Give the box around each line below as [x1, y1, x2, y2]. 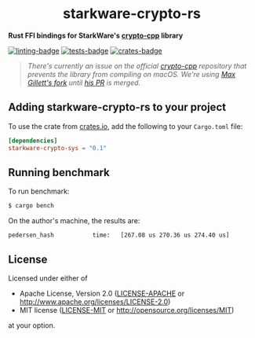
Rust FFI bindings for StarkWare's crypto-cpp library [8, 31, 184, 40]
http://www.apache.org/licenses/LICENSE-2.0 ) [19, 297, 171, 307]
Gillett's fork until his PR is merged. [27, 78, 141, 87]
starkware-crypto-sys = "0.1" [8, 144, 107, 152]
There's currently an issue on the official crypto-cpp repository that [27, 61, 247, 71]
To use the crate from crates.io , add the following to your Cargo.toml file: [8, 121, 243, 130]
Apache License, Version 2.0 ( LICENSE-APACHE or [19, 288, 185, 298]
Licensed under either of [8, 274, 88, 283]
